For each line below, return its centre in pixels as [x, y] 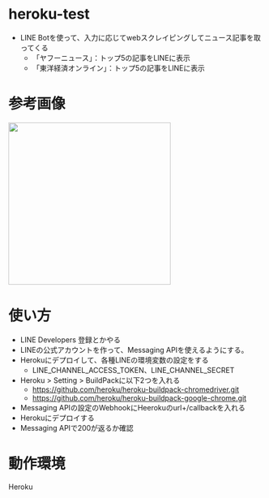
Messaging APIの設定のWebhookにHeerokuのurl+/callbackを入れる [132, 407]
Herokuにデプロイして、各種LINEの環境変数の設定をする [114, 360]
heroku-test [49, 14]
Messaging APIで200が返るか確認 [77, 427]
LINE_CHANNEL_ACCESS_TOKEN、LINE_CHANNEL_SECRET [133, 370]
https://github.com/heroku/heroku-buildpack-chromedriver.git [136, 389]
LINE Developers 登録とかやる [70, 339]
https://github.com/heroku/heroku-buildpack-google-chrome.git [139, 397]
